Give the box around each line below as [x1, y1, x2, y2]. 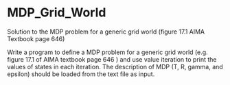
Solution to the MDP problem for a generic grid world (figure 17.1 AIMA [7, 27, 205, 36]
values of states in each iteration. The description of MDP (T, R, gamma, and [7, 62, 223, 71]
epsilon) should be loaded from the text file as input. [7, 70, 155, 78]
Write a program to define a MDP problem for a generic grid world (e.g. [7, 48, 208, 56]
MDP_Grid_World [7, 5, 106, 21]
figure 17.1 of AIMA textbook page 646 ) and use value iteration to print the [7, 55, 217, 63]
